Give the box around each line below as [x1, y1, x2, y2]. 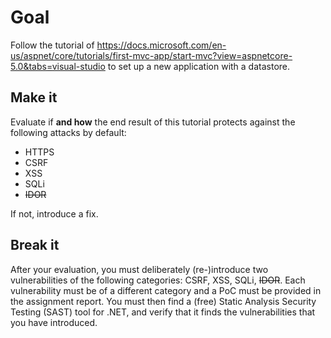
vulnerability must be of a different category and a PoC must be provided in [10, 284, 322, 296]
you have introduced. [10, 316, 98, 328]
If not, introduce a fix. [10, 207, 99, 220]
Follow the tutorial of [10, 39, 95, 51]
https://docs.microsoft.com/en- [96, 39, 227, 51]
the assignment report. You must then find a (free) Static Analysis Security [10, 295, 317, 307]
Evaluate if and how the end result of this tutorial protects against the [10, 116, 296, 128]
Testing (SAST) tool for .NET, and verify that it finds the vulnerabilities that [10, 306, 316, 318]
